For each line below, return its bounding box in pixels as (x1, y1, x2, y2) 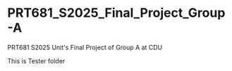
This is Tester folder (7, 56, 66, 65)
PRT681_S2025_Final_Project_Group (7, 5, 226, 21)
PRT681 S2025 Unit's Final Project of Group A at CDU (7, 43, 163, 51)
